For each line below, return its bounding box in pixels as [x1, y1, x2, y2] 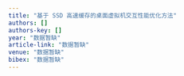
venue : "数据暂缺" [8, 48, 65, 56]
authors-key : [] [8, 26, 62, 34]
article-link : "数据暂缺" [8, 41, 90, 49]
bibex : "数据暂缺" [8, 56, 65, 64]
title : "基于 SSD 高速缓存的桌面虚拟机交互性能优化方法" [8, 11, 178, 20]
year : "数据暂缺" [8, 33, 61, 42]
